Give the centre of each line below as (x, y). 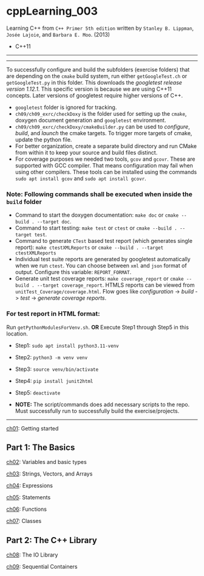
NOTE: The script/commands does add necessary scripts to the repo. (102, 404)
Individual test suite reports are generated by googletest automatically (103, 259)
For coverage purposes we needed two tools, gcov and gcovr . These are (105, 159)
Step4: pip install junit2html (54, 381)
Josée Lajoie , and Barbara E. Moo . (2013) (58, 34)
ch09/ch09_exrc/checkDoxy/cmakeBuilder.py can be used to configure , (102, 127)
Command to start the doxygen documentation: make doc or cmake (97, 215)
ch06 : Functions (27, 509)
